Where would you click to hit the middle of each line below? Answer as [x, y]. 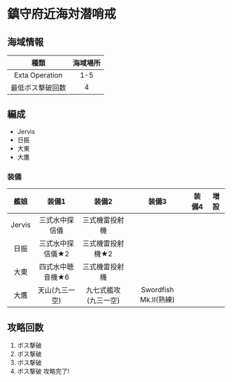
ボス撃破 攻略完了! [43, 371]
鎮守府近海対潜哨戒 [62, 14]
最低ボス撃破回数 [39, 88]
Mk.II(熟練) [157, 300]
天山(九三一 [57, 290]
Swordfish [157, 290]
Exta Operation [38, 75]
